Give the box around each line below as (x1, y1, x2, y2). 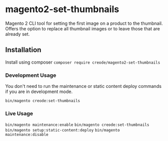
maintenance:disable (5, 132, 49, 137)
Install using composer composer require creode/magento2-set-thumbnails (5, 59, 160, 65)
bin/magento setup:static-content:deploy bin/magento (5, 128, 120, 133)
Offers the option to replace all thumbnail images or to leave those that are (5, 25, 160, 31)
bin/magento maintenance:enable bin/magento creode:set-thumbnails (5, 122, 149, 127)
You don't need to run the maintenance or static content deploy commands (5, 83, 162, 89)
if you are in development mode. (5, 88, 73, 95)
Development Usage (5, 72, 57, 79)
